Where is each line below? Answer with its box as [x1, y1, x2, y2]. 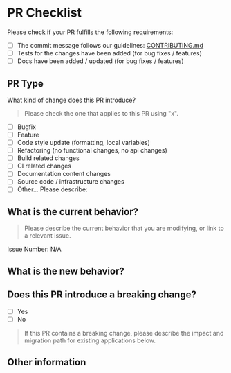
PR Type [7, 78, 44, 89]
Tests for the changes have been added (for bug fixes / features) [17, 49, 202, 57]
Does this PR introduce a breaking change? [7, 289, 197, 301]
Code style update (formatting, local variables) [17, 139, 150, 147]
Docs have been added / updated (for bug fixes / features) [17, 57, 185, 65]
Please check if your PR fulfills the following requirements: [7, 28, 174, 36]
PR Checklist [7, 5, 82, 21]
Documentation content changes [17, 170, 111, 178]
